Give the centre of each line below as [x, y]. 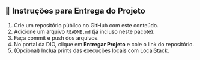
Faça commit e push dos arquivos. [56, 38]
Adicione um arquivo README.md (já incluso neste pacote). [84, 31]
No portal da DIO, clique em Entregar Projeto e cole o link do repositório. [104, 44]
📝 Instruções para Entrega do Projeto [75, 11]
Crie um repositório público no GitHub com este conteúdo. [86, 25]
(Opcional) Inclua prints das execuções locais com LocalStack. [91, 50]
